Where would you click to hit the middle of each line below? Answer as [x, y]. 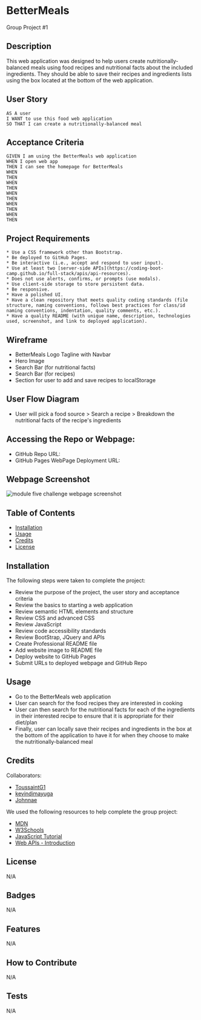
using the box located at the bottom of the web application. [80, 80]
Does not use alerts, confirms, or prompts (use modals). [87, 279]
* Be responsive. [28, 290]
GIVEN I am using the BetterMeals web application [71, 156]
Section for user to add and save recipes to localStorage [85, 380]
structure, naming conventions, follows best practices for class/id [96, 306]
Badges [21, 895]
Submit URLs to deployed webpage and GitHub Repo [81, 663]
